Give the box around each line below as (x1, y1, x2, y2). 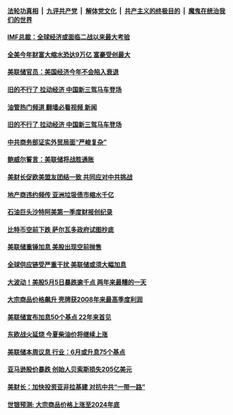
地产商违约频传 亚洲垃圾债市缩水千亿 (7, 190, 114, 199)
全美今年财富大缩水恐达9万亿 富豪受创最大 (7, 50, 131, 59)
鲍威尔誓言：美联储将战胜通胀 (7, 156, 94, 164)
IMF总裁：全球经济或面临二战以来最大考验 (7, 33, 131, 42)
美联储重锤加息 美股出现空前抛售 (7, 242, 102, 251)
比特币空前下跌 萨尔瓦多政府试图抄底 (7, 225, 114, 233)
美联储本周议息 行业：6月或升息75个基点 (7, 347, 126, 356)
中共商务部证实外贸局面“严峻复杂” (7, 138, 107, 146)
